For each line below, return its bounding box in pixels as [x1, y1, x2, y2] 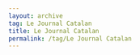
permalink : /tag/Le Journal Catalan [8, 34, 132, 43]
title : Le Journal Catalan [8, 27, 100, 35]
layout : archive [8, 11, 63, 20]
